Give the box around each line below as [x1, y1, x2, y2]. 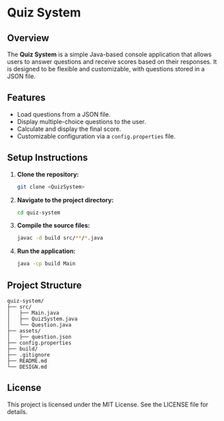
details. [7, 407, 28, 416]
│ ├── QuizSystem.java [7, 315, 78, 322]
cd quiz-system [16, 209, 61, 216]
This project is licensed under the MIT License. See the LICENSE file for [7, 400, 209, 409]
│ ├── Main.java [7, 309, 59, 316]
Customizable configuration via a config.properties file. [16, 132, 176, 140]
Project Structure [7, 279, 82, 291]
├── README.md [7, 357, 48, 364]
